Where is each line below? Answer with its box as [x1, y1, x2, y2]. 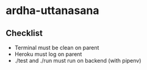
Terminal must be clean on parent [14, 44, 99, 51]
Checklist [5, 28, 43, 38]
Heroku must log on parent [14, 51, 82, 58]
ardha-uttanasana [5, 4, 99, 18]
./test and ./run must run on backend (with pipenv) [14, 57, 142, 64]
